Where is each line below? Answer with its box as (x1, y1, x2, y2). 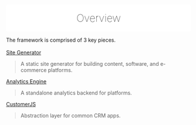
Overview (76, 12, 121, 25)
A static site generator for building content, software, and (20, 60, 160, 67)
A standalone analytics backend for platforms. (20, 89, 132, 96)
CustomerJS (6, 101, 36, 107)
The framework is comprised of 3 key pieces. (6, 36, 116, 43)
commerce (20, 67, 47, 73)
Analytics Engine (6, 78, 47, 85)
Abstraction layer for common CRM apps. (20, 112, 121, 119)
